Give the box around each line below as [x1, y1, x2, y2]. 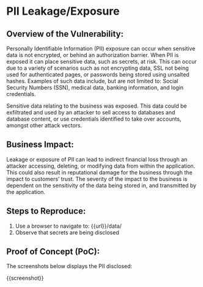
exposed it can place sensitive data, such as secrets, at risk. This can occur [6, 58, 197, 65]
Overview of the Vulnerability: [6, 29, 124, 39]
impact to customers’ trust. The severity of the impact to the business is [6, 175, 188, 182]
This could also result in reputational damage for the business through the [6, 168, 193, 176]
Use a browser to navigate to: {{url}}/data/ [15, 222, 122, 229]
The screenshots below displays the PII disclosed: [6, 263, 133, 270]
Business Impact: [6, 140, 75, 150]
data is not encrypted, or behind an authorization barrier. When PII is [6, 51, 179, 59]
